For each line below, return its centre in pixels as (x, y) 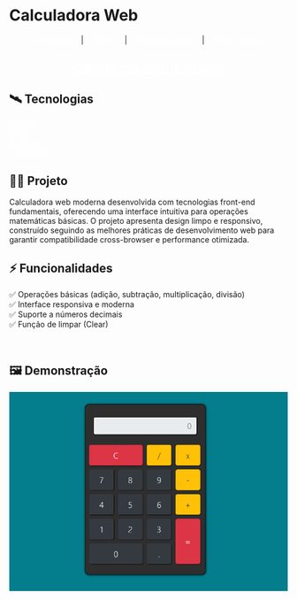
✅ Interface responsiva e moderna (72, 304)
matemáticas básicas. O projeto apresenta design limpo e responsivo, (136, 220)
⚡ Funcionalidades (61, 269)
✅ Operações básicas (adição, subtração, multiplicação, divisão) (127, 294)
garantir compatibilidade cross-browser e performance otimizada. (129, 239)
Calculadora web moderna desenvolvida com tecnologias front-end (132, 202)
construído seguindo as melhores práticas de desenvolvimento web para (142, 230)
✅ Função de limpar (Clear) (59, 324)
